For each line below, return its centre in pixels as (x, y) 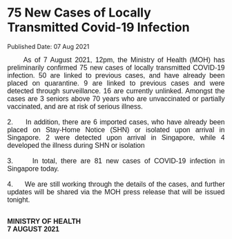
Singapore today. (33, 169)
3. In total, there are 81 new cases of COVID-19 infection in (116, 161)
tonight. (19, 200)
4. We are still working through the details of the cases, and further (116, 184)
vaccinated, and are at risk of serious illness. (75, 106)
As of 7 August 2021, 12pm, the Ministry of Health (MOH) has (124, 59)
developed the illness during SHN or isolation (76, 145)
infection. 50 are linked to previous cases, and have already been (116, 75)
